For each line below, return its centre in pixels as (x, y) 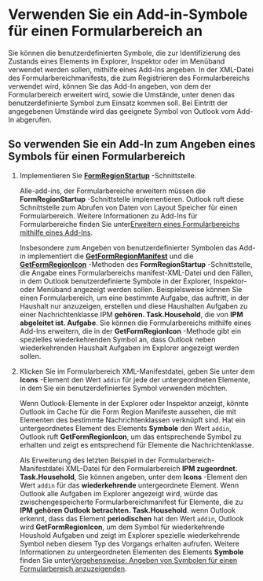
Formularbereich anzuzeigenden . (73, 568)
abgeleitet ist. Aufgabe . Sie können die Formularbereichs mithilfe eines (135, 323)
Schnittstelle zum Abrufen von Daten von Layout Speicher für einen (128, 207)
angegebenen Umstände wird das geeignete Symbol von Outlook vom (122, 111)
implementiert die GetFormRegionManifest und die (110, 256)
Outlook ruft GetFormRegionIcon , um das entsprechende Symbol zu (130, 437)
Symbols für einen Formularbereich (97, 157)
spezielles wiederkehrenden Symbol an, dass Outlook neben (117, 339)
